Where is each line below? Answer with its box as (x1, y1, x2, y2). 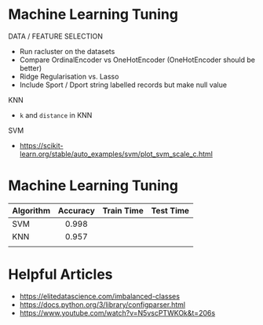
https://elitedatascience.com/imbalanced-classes (19, 291, 181, 301)
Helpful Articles (8, 265, 113, 283)
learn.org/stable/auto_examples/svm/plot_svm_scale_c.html (19, 149, 214, 159)
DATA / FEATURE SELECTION (8, 31, 104, 41)
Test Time (151, 205, 190, 216)
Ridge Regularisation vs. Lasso (19, 71, 119, 81)
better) (19, 63, 42, 72)
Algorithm (12, 205, 51, 216)
